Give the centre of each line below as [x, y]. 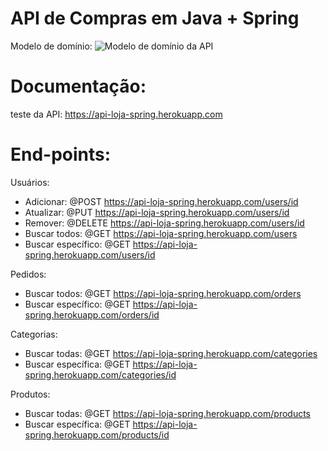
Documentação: [78, 86]
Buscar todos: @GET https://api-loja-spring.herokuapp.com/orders [163, 293]
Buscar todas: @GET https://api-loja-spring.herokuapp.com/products [168, 413]
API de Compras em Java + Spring [155, 18]
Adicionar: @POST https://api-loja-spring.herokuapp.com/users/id [161, 201]
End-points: [61, 154]
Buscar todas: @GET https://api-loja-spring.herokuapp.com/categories [171, 353]
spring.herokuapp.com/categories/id [100, 374]
